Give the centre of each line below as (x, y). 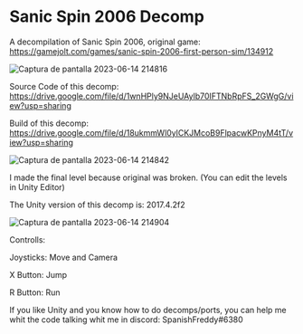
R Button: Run (35, 292)
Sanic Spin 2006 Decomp (107, 17)
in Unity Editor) (37, 186)
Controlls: (28, 239)
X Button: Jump (38, 274)
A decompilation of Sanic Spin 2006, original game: (105, 42)
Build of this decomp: (49, 123)
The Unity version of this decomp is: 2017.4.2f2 (97, 205)
